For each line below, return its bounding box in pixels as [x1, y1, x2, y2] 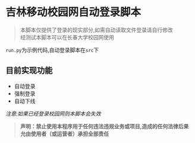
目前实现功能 [5, 66, 53, 76]
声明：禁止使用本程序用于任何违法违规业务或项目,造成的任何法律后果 [20, 123, 189, 130]
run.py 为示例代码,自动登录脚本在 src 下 [5, 46, 99, 54]
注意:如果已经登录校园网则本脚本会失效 [5, 110, 102, 117]
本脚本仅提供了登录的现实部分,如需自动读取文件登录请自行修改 [20, 26, 173, 33]
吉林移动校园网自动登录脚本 [5, 5, 141, 19]
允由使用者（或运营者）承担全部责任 [20, 130, 109, 137]
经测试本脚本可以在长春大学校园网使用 [20, 33, 114, 41]
